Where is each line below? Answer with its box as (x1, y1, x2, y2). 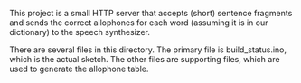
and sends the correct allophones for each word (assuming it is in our (9, 17, 268, 28)
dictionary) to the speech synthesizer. (9, 27, 151, 37)
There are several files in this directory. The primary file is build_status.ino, (9, 44, 287, 55)
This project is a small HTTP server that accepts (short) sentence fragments (9, 8, 293, 18)
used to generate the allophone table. (9, 63, 149, 74)
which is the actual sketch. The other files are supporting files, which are (9, 54, 280, 64)
